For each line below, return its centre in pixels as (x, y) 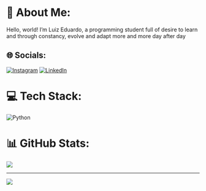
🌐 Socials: (26, 56)
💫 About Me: (39, 13)
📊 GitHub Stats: (48, 143)
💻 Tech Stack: (44, 96)
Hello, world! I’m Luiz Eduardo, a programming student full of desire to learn (102, 29)
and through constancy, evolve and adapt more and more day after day (96, 36)
